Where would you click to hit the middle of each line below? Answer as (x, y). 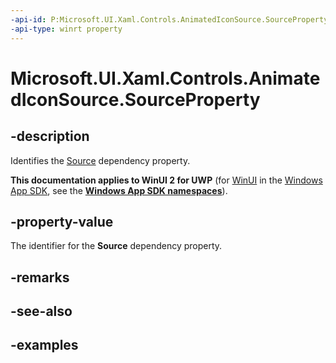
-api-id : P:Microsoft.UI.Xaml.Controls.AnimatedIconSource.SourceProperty (169, 19)
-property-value (62, 221)
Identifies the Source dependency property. (100, 160)
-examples (44, 345)
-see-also (41, 311)
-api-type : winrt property (66, 29)
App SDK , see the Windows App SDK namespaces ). (119, 190)
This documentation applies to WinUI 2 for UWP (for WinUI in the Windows (166, 180)
